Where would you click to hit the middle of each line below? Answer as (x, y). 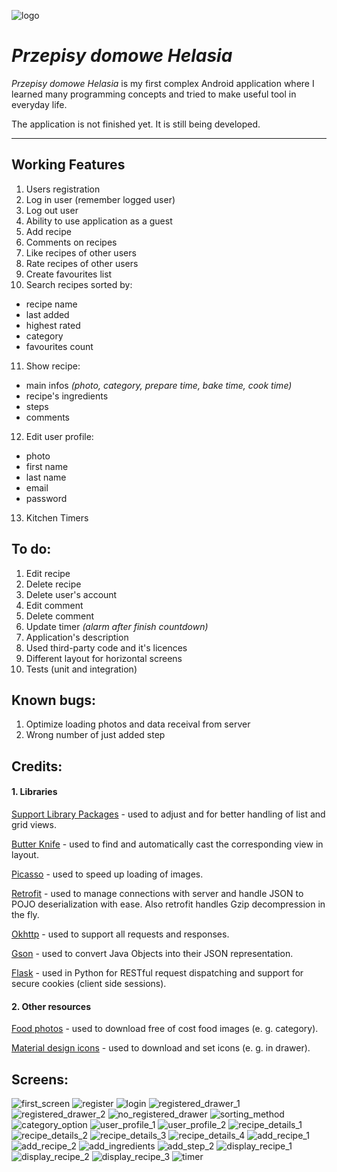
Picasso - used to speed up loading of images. (107, 874)
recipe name (51, 304)
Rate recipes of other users (82, 263)
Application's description (77, 637)
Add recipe (48, 231)
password (46, 498)
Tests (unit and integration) (81, 669)
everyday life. (39, 104)
